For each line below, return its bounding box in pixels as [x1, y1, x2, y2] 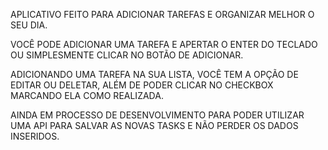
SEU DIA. [10, 19, 48, 31]
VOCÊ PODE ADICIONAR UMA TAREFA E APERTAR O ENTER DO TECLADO [10, 39, 318, 50]
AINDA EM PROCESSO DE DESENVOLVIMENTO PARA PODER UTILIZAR [10, 109, 305, 121]
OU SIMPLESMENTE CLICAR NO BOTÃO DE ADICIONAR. [10, 49, 244, 61]
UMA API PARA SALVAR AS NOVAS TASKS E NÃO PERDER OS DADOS [10, 120, 299, 131]
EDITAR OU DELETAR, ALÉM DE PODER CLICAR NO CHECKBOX [10, 79, 274, 91]
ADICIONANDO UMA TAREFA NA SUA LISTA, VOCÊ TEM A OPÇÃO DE [10, 69, 299, 80]
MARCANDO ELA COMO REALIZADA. [10, 90, 164, 101]
